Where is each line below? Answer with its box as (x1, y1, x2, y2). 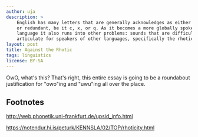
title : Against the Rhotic (6, 47, 72, 53)
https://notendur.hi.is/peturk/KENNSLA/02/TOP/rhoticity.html (6, 124, 155, 131)
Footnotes (6, 97, 44, 107)
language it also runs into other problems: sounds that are (16, 31, 170, 36)
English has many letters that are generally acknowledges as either (16, 19, 192, 25)
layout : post (6, 42, 38, 48)
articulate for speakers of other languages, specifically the (16, 36, 176, 42)
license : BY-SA (6, 58, 44, 64)
